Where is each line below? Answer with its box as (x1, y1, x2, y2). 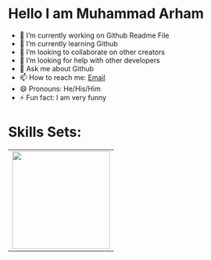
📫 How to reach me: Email (19, 72, 105, 82)
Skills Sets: (8, 123, 82, 141)
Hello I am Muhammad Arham (8, 5, 205, 23)
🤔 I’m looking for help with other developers (19, 56, 160, 65)
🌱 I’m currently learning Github (19, 38, 119, 48)
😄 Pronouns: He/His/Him (19, 84, 102, 93)
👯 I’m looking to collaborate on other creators (19, 47, 166, 56)
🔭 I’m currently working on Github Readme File (19, 31, 170, 40)
